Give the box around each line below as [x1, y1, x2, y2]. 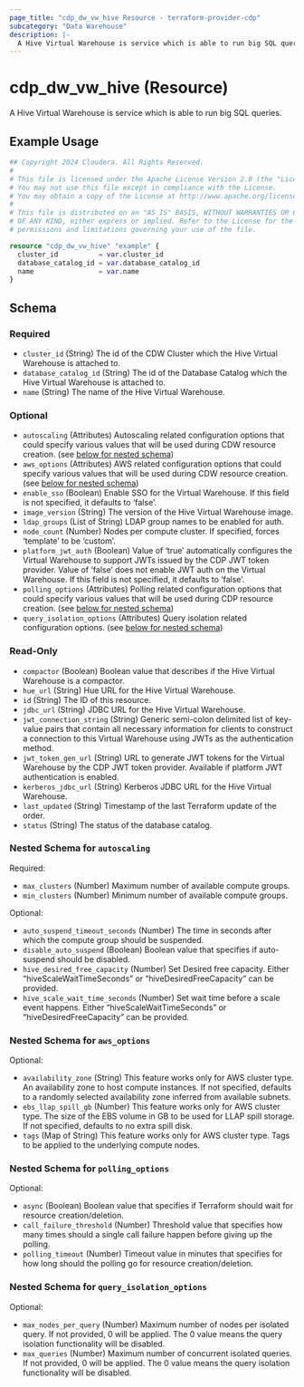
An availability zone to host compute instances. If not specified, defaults [22, 1082, 292, 1093]
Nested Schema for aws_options [9, 1034, 151, 1046]
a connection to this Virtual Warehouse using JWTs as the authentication [22, 733, 294, 744]
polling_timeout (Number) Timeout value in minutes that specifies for [22, 1248, 283, 1259]
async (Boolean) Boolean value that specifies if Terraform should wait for [22, 1200, 294, 1211]
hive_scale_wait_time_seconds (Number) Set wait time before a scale [22, 992, 280, 1003]
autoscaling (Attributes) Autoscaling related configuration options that [22, 429, 285, 440]
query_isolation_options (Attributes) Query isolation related [22, 612, 247, 623]
